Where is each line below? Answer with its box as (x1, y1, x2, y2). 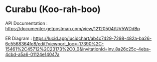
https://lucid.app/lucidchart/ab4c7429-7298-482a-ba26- (33, 35, 152, 41)
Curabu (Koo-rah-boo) (5, 4, 101, 15)
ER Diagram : (5, 35, 32, 41)
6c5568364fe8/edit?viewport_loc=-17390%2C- (5, 40, 104, 46)
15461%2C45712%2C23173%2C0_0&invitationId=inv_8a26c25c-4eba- (5, 46, 151, 52)
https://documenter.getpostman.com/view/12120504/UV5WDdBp (5, 25, 140, 31)
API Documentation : (5, 20, 48, 26)
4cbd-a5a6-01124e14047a (5, 51, 60, 57)
